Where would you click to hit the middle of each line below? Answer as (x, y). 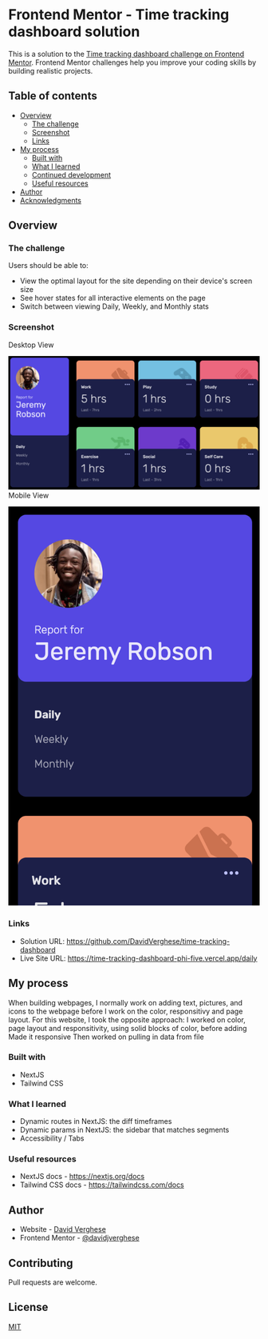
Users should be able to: (49, 266)
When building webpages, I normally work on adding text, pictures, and (126, 1002)
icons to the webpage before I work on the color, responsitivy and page (126, 1011)
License (28, 1307)
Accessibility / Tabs (52, 1138)
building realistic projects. (51, 70)
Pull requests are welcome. (53, 1282)
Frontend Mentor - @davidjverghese (79, 1238)
